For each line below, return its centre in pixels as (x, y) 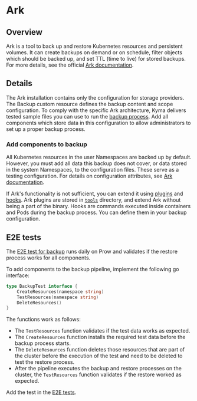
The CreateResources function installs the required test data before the (100, 337)
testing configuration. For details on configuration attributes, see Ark (89, 176)
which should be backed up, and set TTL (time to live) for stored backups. (96, 59)
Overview (24, 32)
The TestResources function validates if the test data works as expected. (102, 331)
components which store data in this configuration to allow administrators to (98, 123)
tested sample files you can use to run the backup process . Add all (87, 116)
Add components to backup (47, 144)
